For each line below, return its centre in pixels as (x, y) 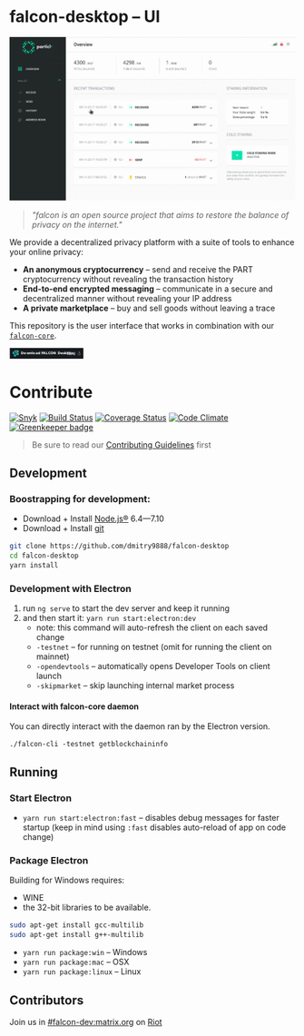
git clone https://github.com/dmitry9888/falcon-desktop (119, 547)
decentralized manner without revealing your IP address (127, 298)
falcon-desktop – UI (85, 17)
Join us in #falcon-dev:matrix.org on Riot (86, 1021)
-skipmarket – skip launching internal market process (135, 686)
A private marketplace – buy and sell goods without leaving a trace (149, 308)
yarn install (34, 566)
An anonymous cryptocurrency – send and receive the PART (138, 269)
